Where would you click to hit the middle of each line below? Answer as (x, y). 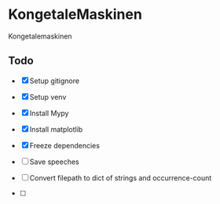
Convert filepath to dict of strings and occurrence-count (121, 177)
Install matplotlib (56, 129)
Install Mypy (49, 113)
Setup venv (48, 97)
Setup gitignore (55, 81)
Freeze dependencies (65, 145)
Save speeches (55, 162)
